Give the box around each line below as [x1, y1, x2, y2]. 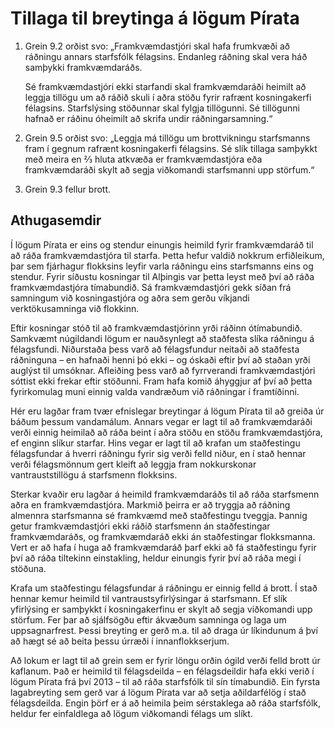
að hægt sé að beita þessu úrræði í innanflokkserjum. [10, 635, 230, 647]
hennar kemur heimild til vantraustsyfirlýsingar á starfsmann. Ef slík [10, 592, 288, 604]
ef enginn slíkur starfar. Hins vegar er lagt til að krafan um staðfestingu [10, 437, 301, 449]
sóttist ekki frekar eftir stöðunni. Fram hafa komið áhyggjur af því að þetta [10, 375, 313, 387]
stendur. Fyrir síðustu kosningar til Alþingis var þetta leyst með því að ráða [10, 270, 315, 282]
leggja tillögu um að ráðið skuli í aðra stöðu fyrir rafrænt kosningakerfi [24, 91, 312, 103]
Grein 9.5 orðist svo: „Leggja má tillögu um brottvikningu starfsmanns [24, 132, 311, 144]
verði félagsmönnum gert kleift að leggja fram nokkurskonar [10, 458, 257, 470]
